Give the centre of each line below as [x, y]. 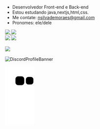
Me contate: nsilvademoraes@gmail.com [53, 17]
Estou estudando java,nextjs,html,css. [50, 12]
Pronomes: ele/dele [32, 23]
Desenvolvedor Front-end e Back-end [50, 7]
